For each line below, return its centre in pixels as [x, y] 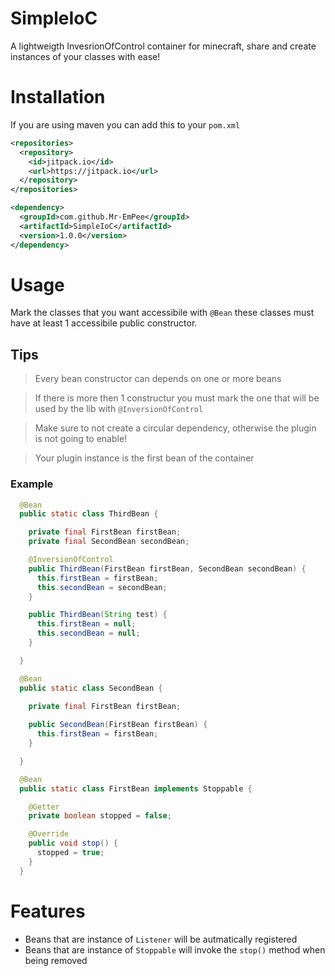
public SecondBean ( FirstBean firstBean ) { [118, 725]
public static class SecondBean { [91, 688]
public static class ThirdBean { [89, 514]
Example [32, 484]
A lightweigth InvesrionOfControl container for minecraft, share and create [163, 46]
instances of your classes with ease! [85, 56]
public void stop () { [73, 843]
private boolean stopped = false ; [100, 816]
